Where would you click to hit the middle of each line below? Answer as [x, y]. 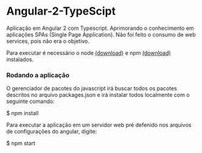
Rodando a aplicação [38, 75]
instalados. [20, 59]
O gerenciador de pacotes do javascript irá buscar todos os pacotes [92, 88]
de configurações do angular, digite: [52, 132]
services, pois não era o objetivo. [48, 41]
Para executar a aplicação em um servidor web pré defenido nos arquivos [99, 125]
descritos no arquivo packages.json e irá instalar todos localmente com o [98, 95]
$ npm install [23, 113]
